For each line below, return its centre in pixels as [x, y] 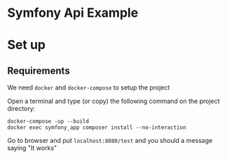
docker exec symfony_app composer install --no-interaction [97, 127]
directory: [21, 109]
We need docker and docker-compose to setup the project [89, 88]
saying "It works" [32, 148]
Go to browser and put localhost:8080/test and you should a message [110, 141]
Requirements [39, 70]
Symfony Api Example [73, 13]
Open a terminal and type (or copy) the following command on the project [113, 101]
